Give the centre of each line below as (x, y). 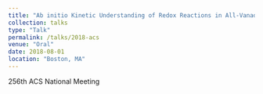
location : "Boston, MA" (47, 60)
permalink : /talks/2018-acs (54, 37)
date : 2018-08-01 (36, 52)
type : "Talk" (29, 30)
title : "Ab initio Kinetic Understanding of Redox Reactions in (115, 15)
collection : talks (38, 23)
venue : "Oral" (31, 45)
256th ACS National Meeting (54, 81)
